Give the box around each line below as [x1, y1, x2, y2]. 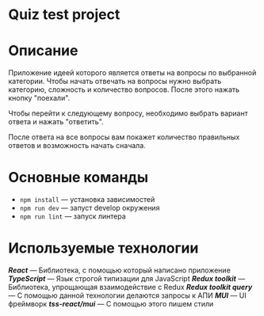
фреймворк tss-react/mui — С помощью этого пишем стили [8, 299, 214, 308]
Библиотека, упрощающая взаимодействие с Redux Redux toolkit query [8, 283, 253, 291]
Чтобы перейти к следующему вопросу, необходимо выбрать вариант [8, 109, 248, 118]
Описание [8, 42, 78, 60]
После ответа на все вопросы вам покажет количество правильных [8, 132, 240, 142]
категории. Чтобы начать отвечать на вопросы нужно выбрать [8, 77, 222, 86]
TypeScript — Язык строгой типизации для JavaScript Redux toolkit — [8, 274, 246, 283]
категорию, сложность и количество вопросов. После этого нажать [8, 85, 240, 94]
